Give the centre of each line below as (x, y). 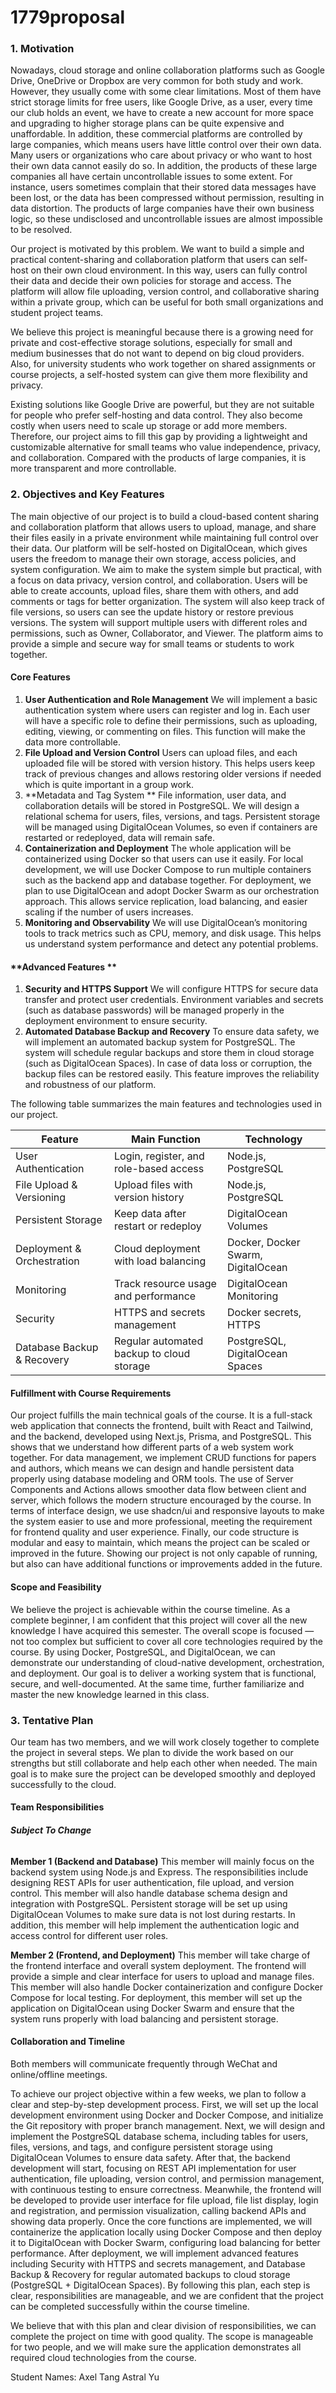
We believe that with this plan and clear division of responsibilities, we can (163, 2325)
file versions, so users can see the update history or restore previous (152, 612)
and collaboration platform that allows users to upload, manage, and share (163, 527)
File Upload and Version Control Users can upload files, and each (161, 752)
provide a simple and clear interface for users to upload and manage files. (162, 1976)
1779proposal (67, 17)
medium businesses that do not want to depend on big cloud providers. (157, 353)
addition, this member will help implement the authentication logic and (155, 1925)
